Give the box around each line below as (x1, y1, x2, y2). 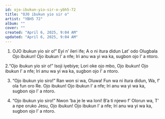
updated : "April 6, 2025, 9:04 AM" (5, 35, 78, 40)
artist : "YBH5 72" (5, 16, 43, 21)
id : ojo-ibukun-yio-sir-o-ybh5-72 (5, 7, 76, 12)
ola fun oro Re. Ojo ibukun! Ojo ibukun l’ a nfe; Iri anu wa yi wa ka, (12, 83, 146, 89)
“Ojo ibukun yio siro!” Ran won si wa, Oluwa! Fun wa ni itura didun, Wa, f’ (12, 77, 160, 84)
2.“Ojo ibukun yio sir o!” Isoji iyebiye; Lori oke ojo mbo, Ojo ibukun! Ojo (5, 62, 149, 69)
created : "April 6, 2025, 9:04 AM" (5, 30, 78, 35)
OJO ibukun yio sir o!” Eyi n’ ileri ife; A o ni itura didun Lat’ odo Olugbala (12, 48, 158, 54)
